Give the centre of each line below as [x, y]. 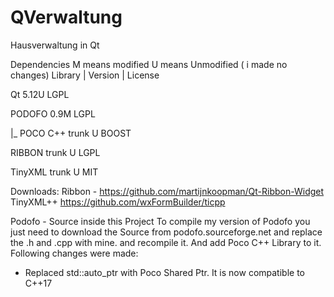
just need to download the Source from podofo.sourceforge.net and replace [166, 232]
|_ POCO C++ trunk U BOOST [71, 133]
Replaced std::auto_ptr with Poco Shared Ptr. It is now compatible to [164, 272]
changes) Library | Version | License [85, 75]
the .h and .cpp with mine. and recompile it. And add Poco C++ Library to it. [166, 242]
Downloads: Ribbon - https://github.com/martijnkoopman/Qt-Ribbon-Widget [167, 191]
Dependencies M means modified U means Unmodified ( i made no [149, 64]
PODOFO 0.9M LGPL [53, 113]
